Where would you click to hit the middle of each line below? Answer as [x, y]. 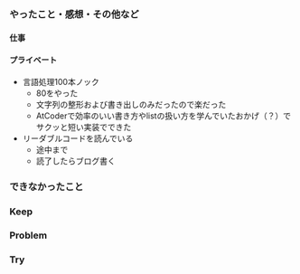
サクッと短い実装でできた [84, 127]
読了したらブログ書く [75, 161]
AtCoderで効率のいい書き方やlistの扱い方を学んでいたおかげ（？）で [164, 116]
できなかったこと [47, 186]
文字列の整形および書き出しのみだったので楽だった [131, 104]
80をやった [57, 93]
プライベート [33, 60]
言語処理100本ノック [61, 81]
